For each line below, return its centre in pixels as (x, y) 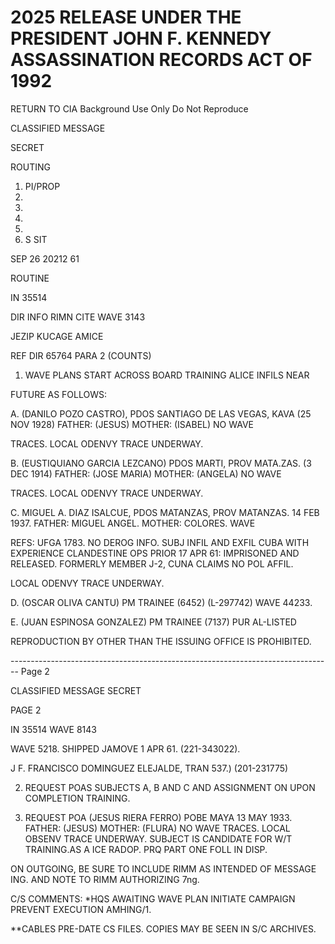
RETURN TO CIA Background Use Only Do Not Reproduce (129, 108)
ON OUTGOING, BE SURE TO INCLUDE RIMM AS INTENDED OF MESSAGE (163, 868)
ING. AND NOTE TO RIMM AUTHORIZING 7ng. (105, 879)
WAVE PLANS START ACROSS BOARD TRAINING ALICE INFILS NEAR (167, 375)
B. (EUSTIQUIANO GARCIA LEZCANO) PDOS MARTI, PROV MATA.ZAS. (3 (161, 463)
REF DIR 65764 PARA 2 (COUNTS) (81, 355)
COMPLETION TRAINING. (77, 798)
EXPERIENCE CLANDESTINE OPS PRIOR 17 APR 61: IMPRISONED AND (155, 553)
